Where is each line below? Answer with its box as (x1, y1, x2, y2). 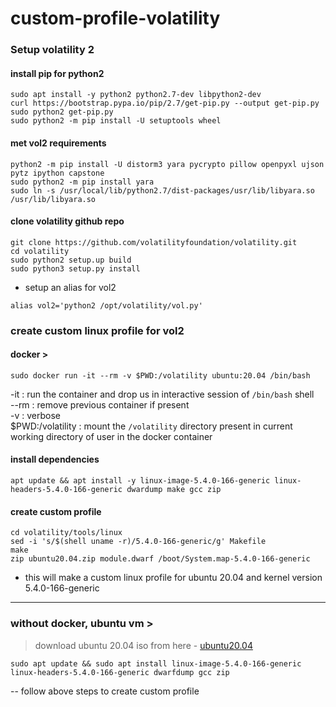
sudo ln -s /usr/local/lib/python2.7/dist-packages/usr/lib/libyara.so (10, 185, 315, 196)
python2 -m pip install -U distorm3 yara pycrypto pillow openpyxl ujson (10, 159, 325, 169)
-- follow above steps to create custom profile (10, 685, 200, 697)
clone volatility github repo (10, 215, 125, 227)
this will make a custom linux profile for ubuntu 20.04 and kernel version (24, 572, 323, 584)
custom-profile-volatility (10, 7, 221, 30)
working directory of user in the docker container (10, 430, 213, 442)
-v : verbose (10, 409, 61, 421)
